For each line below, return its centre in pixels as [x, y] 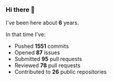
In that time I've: [26, 34]
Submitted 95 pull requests [48, 59]
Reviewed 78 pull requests [47, 65]
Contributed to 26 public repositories [60, 72]
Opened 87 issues [37, 53]
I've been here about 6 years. [42, 23]
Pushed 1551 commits [41, 46]
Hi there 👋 [21, 10]
